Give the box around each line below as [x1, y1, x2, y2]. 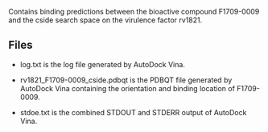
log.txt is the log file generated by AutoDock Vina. [19, 59, 185, 69]
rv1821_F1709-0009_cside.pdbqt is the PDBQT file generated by [19, 75, 233, 85]
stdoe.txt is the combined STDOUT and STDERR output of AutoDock [19, 107, 247, 117]
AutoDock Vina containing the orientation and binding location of [19, 83, 236, 93]
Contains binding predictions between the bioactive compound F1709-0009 [8, 7, 260, 16]
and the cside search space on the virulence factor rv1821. [8, 15, 203, 25]
